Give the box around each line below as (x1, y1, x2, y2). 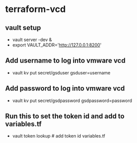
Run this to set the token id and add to (5, 112, 125, 120)
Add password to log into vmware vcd (5, 84, 125, 93)
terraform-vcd (5, 3, 66, 15)
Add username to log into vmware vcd (5, 56, 126, 65)
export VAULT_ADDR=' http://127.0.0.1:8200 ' (12, 42, 102, 48)
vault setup (5, 23, 41, 32)
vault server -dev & (12, 36, 52, 42)
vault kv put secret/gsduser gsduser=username (12, 69, 111, 75)
